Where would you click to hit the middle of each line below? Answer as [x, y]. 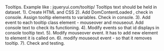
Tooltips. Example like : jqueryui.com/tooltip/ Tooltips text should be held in [81, 7]
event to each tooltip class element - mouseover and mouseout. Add [74, 22]
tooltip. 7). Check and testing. [35, 43]
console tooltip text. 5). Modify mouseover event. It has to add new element [82, 33]
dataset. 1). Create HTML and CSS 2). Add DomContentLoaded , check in [79, 12]
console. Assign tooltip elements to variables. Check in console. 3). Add [78, 17]
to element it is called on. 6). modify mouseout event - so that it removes [79, 38]
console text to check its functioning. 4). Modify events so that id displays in [82, 28]
